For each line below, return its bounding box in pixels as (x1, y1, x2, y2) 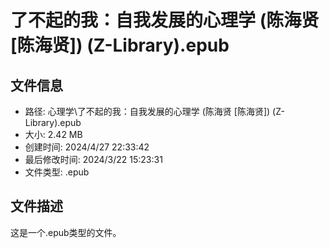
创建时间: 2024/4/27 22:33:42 (24, 141, 150, 153)
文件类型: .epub (24, 166, 90, 178)
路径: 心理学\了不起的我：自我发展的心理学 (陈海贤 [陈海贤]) (24, 106, 271, 117)
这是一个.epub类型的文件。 (10, 226, 122, 238)
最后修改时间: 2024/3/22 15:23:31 (24, 154, 163, 165)
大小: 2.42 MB (24, 129, 83, 140)
